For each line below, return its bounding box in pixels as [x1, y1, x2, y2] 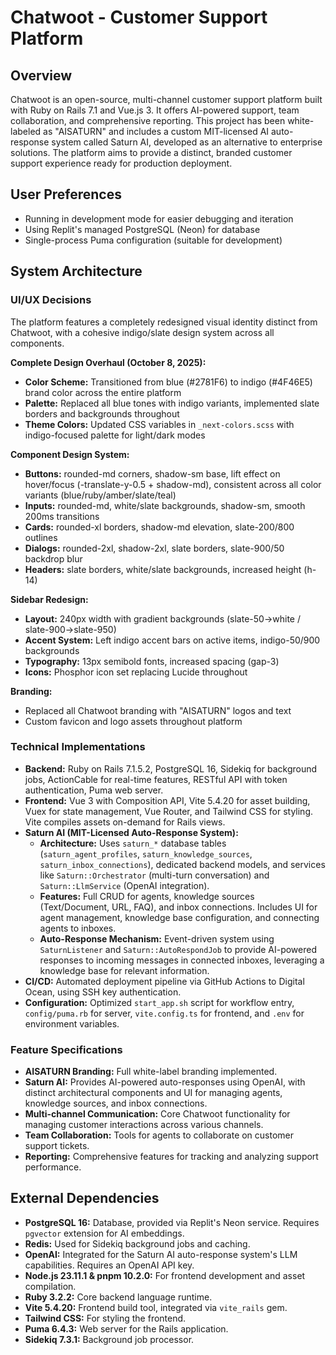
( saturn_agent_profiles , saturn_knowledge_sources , [39, 847, 253, 860]
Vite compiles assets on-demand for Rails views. [24, 816, 226, 828]
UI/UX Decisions [10, 293, 92, 307]
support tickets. [24, 1140, 90, 1152]
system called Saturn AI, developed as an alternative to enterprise [51, 136, 323, 148]
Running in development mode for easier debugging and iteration [24, 212, 294, 225]
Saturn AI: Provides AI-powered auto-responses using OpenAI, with [24, 1076, 306, 1088]
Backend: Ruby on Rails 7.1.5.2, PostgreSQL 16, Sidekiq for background [24, 762, 318, 775]
